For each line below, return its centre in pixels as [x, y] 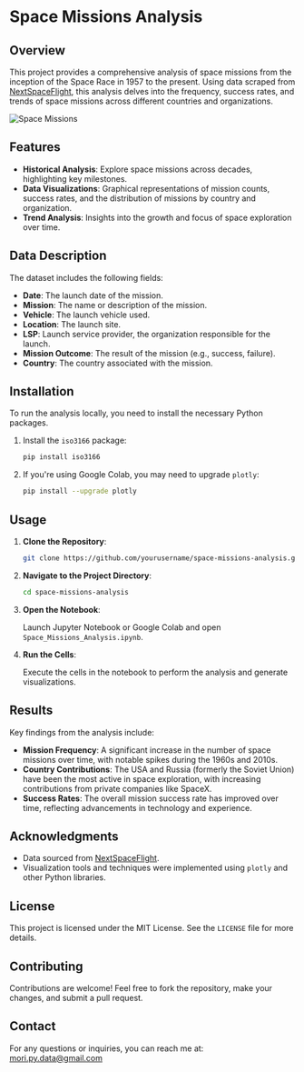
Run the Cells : [49, 654]
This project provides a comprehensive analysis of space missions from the [151, 72]
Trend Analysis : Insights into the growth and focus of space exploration [157, 217]
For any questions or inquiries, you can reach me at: [107, 1048]
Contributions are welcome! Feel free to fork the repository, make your [141, 988]
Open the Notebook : [62, 609]
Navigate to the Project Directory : [87, 576]
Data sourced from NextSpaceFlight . [91, 858]
